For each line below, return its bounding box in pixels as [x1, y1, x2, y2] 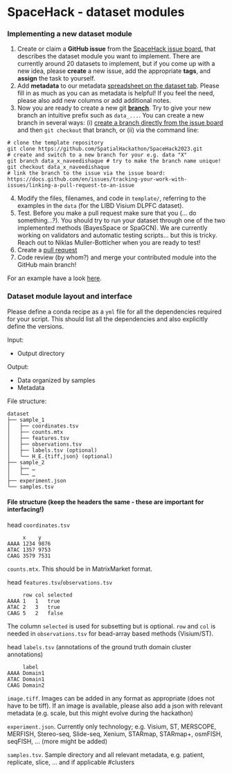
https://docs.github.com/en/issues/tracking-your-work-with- [7, 176, 188, 183]
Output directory [17, 349, 65, 357]
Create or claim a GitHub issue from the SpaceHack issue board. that [17, 44, 216, 53]
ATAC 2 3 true [7, 603, 60, 610]
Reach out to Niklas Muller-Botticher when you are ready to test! [17, 238, 201, 247]
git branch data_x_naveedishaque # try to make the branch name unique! [7, 158, 222, 165]
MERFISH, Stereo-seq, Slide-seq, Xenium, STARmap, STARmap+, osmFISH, [7, 729, 223, 738]
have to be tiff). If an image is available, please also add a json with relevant [7, 701, 223, 710]
